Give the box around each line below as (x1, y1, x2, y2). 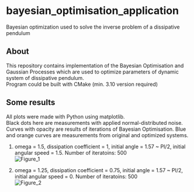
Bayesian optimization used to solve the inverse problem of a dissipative (6, 23, 180, 30)
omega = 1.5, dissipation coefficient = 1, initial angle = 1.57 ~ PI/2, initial (14, 143, 186, 150)
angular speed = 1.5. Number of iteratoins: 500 (14, 149, 127, 156)
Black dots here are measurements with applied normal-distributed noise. (6, 119, 183, 126)
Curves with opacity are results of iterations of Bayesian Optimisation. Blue (6, 125, 186, 132)
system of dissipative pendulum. (6, 74, 85, 81)
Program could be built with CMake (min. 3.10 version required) (6, 81, 158, 88)
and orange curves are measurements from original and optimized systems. (6, 131, 189, 138)
